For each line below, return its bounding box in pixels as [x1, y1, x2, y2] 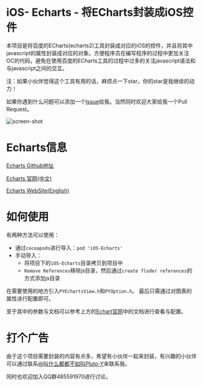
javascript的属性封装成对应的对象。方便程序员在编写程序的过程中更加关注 [6, 49, 190, 56]
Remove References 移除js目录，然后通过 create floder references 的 [24, 267, 192, 274]
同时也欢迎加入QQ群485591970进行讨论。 [6, 373, 112, 380]
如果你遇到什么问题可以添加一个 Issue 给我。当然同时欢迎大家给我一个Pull [6, 98, 187, 105]
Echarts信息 [6, 141, 68, 155]
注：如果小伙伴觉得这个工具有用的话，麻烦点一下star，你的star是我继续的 [6, 77, 190, 85]
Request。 [6, 105, 32, 113]
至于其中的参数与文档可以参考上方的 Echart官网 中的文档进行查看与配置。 [6, 307, 187, 315]
